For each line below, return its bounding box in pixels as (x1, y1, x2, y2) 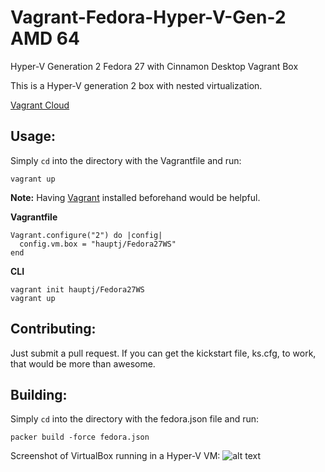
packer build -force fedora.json (10, 432, 150, 443)
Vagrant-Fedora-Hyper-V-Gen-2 (10, 6, 287, 29)
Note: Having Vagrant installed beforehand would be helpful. (10, 191, 261, 203)
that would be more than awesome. (10, 357, 156, 370)
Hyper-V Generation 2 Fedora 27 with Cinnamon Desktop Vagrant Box (10, 60, 299, 72)
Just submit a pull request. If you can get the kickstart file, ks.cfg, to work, (10, 347, 317, 359)
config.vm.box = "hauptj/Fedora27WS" (19, 239, 177, 249)
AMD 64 (10, 27, 80, 50)
